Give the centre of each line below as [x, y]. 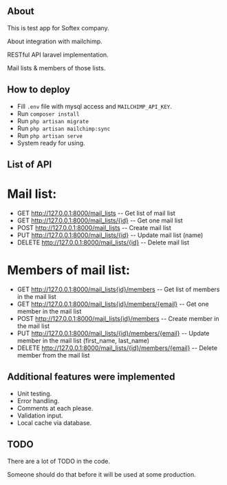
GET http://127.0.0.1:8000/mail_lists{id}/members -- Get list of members [118, 289]
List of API [30, 165]
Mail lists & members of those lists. [56, 68]
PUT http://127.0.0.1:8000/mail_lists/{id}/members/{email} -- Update [113, 333]
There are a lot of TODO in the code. [59, 461]
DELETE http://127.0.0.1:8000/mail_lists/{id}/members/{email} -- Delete [117, 348]
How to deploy [39, 90]
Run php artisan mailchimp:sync [64, 128]
